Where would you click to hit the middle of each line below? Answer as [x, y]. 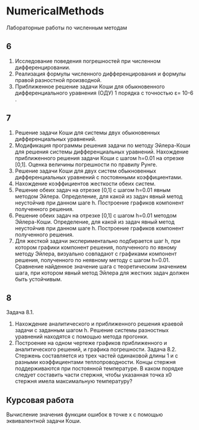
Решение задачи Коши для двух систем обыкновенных [85, 171]
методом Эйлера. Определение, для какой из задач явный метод [99, 196]
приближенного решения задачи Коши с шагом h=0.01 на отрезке [99, 158]
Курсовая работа [40, 400]
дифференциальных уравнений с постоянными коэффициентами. [99, 177]
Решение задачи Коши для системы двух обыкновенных [87, 133]
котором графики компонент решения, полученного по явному [96, 247]
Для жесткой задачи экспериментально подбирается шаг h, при [97, 240]
